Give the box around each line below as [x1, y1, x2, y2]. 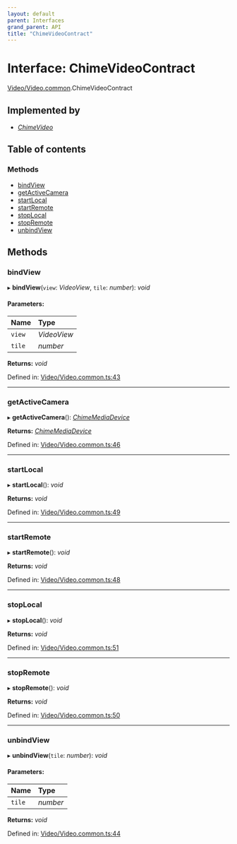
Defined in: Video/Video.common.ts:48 [7, 576, 121, 584]
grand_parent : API [7, 23, 61, 30]
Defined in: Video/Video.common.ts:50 [7, 711, 121, 720]
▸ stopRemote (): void [7, 684, 69, 692]
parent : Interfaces [7, 17, 65, 24]
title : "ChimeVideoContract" [7, 30, 93, 37]
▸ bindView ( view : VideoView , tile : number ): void [7, 283, 150, 292]
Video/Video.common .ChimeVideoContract [7, 84, 133, 93]
